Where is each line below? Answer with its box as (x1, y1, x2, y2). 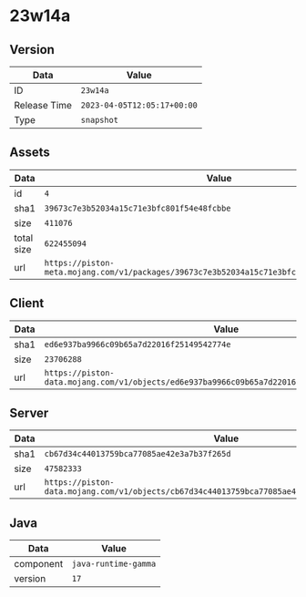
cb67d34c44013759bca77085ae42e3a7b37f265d (44, 448, 231, 459)
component (14, 558, 64, 571)
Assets (9, 145, 50, 160)
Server (9, 406, 49, 421)
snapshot (80, 115, 118, 125)
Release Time (14, 99, 73, 111)
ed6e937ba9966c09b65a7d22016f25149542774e (44, 339, 231, 349)
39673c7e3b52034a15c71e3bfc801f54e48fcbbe (44, 202, 231, 213)
